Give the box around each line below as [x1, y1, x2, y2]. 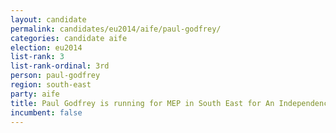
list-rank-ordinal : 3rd [10, 61, 110, 71]
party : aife [10, 89, 60, 99]
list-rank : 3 [10, 52, 65, 62]
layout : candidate [10, 14, 87, 25]
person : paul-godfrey [10, 71, 101, 81]
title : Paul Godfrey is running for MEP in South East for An [10, 98, 275, 108]
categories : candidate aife [10, 33, 128, 43]
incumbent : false [10, 107, 83, 118]
